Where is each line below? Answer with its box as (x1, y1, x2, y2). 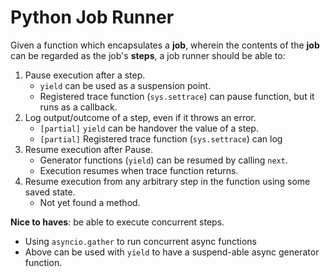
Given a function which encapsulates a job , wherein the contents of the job (10, 39, 320, 51)
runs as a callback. (39, 101, 118, 113)
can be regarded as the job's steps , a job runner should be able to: (10, 49, 286, 61)
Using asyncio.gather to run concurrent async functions (24, 235, 258, 247)
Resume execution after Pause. (24, 143, 154, 155)
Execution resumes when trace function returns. (39, 164, 239, 176)
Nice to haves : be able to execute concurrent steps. (10, 216, 225, 228)
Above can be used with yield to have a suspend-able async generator (24, 246, 320, 258)
